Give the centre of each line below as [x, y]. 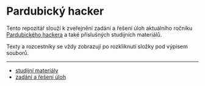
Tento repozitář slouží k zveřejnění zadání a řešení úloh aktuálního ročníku [99, 28]
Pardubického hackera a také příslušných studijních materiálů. [84, 34]
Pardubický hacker [55, 11]
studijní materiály [37, 70]
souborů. [18, 52]
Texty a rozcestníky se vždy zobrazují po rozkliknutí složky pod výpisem [97, 46]
